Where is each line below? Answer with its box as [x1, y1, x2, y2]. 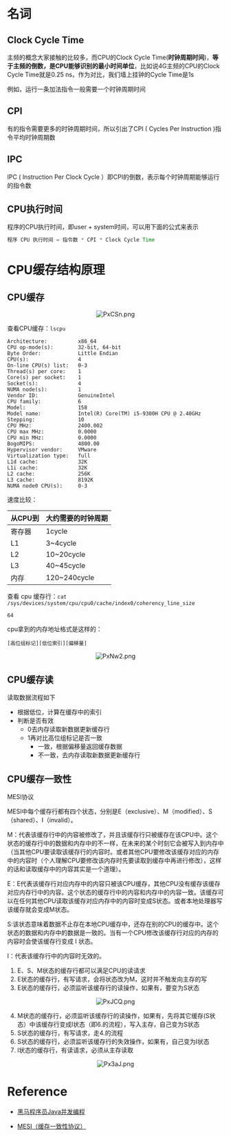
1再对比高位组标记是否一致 [27, 734, 103, 742]
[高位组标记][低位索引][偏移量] [7, 640, 87, 647]
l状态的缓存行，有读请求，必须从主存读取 [16, 1045, 134, 1054]
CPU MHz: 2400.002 [7, 423, 103, 429]
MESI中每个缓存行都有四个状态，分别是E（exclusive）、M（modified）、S [7, 807, 213, 816]
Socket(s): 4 [7, 380, 81, 387]
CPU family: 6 [7, 399, 81, 405]
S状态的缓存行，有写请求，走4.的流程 [16, 1028, 124, 1037]
